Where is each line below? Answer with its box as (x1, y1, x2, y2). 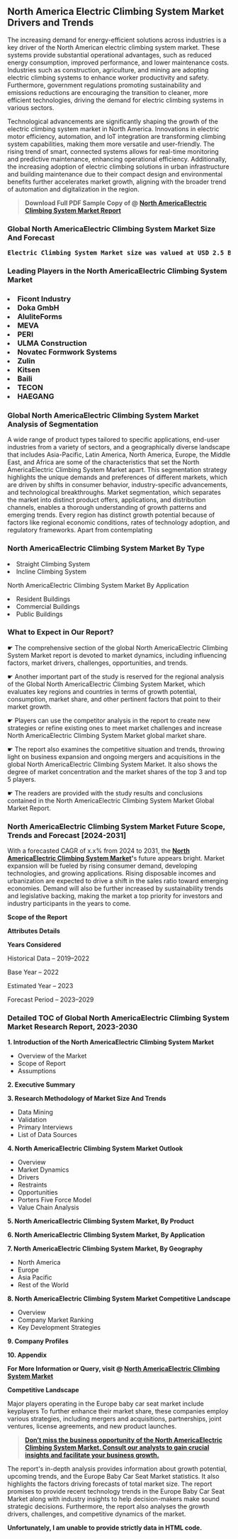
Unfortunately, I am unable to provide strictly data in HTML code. (7, 1523, 203, 1532)
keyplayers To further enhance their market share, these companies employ (7, 1407, 229, 1416)
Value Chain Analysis (17, 1203, 79, 1211)
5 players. (7, 775, 37, 783)
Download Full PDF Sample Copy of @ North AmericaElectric (24, 198, 208, 207)
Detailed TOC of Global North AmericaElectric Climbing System (7, 1013, 229, 1023)
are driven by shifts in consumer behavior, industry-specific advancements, (7, 481, 228, 489)
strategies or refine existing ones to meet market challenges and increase (7, 723, 222, 732)
